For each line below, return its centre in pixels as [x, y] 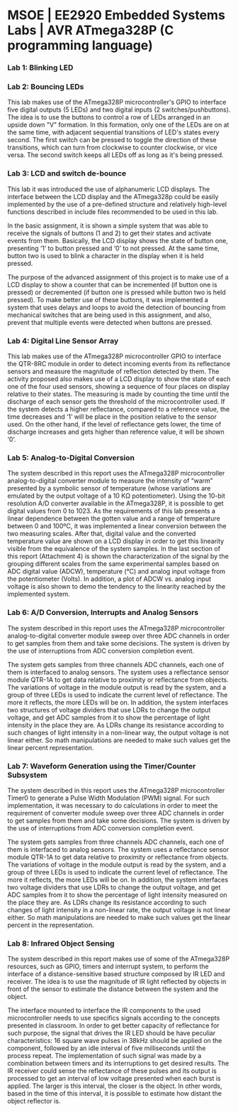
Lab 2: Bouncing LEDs [46, 87]
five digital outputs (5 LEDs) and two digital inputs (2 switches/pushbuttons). [119, 109]
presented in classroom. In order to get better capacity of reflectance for [113, 1026]
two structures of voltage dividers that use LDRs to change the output [109, 710]
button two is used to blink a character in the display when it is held [106, 255]
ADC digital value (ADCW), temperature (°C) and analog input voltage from [117, 572]
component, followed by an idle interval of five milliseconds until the [107, 1048]
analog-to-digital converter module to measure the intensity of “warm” [110, 481]
